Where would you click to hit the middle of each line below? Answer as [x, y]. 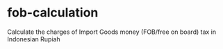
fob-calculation [53, 13]
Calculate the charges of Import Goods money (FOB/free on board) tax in [112, 32]
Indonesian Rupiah [34, 39]
